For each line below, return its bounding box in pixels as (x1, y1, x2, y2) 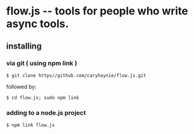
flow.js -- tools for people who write (6, 4, 188, 18)
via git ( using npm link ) (6, 59, 77, 67)
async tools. (6, 17, 69, 31)
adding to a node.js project (6, 108, 86, 117)
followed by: (6, 83, 37, 90)
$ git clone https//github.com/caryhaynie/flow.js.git (6, 72, 147, 79)
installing (6, 41, 42, 51)
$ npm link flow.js (6, 122, 55, 129)
